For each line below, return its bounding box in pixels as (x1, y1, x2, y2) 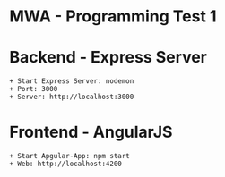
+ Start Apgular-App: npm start (9, 152, 130, 161)
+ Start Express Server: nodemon (9, 77, 134, 86)
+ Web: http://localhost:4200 (9, 159, 123, 169)
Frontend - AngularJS (9, 122, 173, 142)
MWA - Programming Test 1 (9, 6, 217, 27)
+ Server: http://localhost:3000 (9, 92, 134, 102)
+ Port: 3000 (9, 85, 58, 94)
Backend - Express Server (9, 47, 208, 68)
